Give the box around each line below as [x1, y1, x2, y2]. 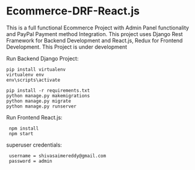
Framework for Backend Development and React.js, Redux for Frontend [6, 37, 183, 44]
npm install [8, 125, 39, 132]
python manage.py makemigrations [6, 93, 90, 99]
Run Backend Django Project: [6, 55, 79, 62]
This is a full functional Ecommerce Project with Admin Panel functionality [6, 24, 190, 31]
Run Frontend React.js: [6, 114, 63, 121]
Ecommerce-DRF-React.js [6, 4, 140, 18]
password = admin [8, 158, 52, 164]
